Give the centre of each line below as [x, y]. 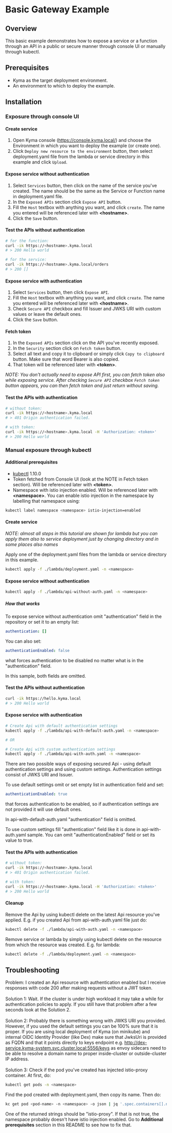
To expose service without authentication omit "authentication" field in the [84, 616]
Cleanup [15, 903]
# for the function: [27, 241]
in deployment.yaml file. [38, 196]
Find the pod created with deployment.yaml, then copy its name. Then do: [83, 1095]
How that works [23, 604]
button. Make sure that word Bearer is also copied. [66, 359]
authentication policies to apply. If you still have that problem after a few [81, 1004]
